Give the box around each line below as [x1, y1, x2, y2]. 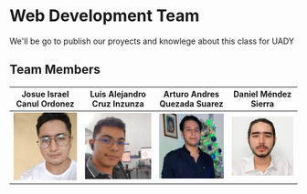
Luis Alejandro [90, 88, 146, 100]
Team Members [9, 62, 101, 77]
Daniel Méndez [232, 88, 292, 100]
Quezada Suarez [159, 98, 224, 109]
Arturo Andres [163, 88, 220, 100]
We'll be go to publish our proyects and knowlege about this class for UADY [9, 36, 295, 46]
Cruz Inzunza [91, 98, 144, 109]
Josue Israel [21, 88, 69, 100]
